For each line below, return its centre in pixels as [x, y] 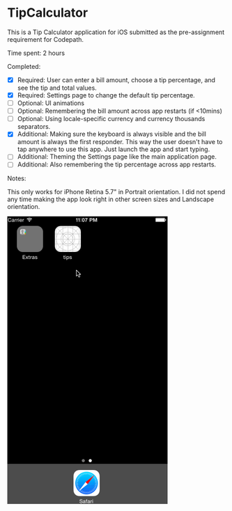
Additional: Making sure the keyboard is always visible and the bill [112, 134]
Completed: [24, 66]
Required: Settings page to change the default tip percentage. [106, 95]
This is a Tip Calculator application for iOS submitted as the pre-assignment [116, 32]
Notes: [17, 178]
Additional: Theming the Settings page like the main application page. [117, 157]
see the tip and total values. [57, 88]
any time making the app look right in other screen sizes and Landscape [111, 199]
